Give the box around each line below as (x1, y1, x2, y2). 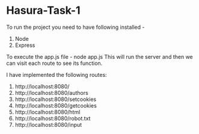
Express (14, 41, 35, 49)
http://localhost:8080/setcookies (14, 96, 97, 103)
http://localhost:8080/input (14, 121, 82, 128)
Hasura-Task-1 (6, 4, 81, 17)
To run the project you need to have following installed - (6, 23, 145, 31)
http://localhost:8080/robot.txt (14, 115, 91, 122)
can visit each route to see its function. (6, 59, 103, 67)
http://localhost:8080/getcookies (14, 102, 97, 109)
